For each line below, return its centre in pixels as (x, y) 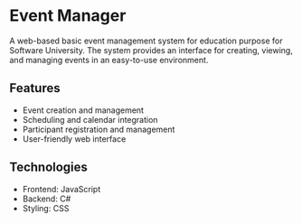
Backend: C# (47, 199)
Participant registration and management (99, 129)
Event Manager (68, 16)
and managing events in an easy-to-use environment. (109, 60)
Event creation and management (83, 110)
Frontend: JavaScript (61, 189)
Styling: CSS (46, 208)
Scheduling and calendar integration (90, 119)
